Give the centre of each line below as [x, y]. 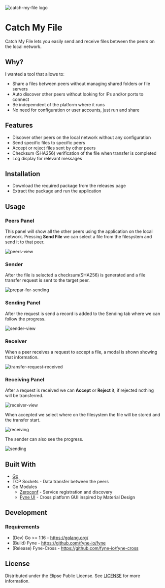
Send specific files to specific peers [49, 142]
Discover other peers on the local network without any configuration [82, 137]
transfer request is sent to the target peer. [48, 280]
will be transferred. [24, 396]
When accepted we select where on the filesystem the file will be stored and [83, 415]
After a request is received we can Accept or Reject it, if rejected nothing [80, 390]
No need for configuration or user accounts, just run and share [76, 110]
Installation [23, 174]
